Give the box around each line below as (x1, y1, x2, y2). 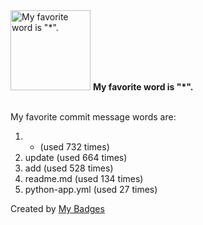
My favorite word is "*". (92, 81, 194, 93)
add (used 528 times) (24, 162, 114, 174)
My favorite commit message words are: (10, 111, 177, 123)
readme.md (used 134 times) (24, 173, 144, 184)
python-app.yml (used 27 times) (24, 184, 158, 195)
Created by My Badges (10, 203, 105, 214)
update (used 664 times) (24, 152, 128, 163)
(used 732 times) (39, 141, 110, 153)
